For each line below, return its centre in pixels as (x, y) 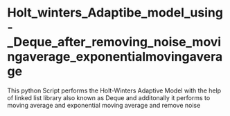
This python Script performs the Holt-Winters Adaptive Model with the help (114, 90)
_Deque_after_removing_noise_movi (114, 42)
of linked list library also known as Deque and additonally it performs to (109, 97)
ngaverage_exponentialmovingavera (115, 57)
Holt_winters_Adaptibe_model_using (115, 13)
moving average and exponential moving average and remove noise (104, 105)
